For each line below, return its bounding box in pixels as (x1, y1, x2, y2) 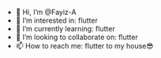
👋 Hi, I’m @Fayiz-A (15, 8, 77, 16)
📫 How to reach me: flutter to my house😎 (15, 42, 154, 50)
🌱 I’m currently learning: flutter (15, 24, 116, 33)
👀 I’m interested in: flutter (15, 16, 99, 25)
